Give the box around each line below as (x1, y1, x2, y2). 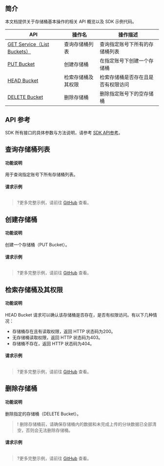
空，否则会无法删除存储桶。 (17, 427, 73, 433)
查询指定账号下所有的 (100, 41, 149, 47)
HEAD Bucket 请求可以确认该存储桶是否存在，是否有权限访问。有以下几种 (5, 312, 153, 318)
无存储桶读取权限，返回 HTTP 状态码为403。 (12, 334, 103, 340)
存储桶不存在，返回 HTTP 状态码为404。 (12, 340, 95, 346)
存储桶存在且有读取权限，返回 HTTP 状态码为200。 (12, 328, 116, 334)
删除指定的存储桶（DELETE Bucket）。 (5, 411, 82, 417)
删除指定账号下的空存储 (100, 90, 154, 97)
